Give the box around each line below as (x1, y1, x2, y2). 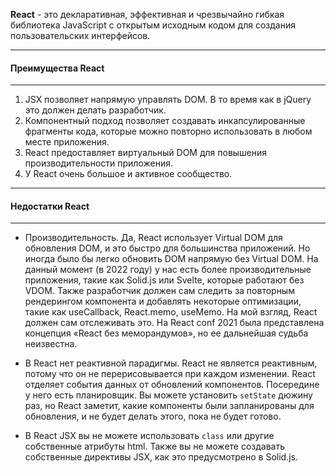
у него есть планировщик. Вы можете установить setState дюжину (24, 389, 313, 401)
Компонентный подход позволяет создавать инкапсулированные (24, 115, 306, 127)
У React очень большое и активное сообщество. (24, 168, 233, 180)
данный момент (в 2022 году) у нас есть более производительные (24, 264, 312, 276)
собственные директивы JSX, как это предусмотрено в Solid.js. (24, 451, 299, 463)
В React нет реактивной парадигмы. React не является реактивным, (24, 357, 318, 369)
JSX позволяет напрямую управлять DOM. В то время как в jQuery (24, 94, 312, 106)
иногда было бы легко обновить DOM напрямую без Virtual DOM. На (24, 253, 319, 265)
